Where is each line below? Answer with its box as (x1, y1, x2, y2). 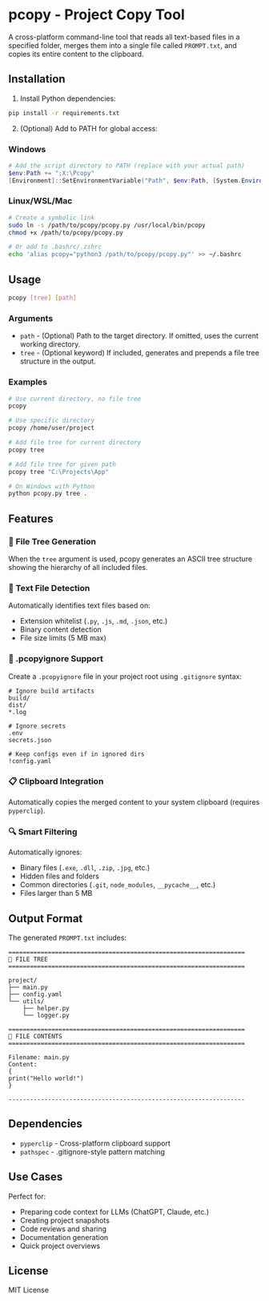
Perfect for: (8, 1191, 46, 1201)
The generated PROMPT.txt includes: (8, 933, 126, 942)
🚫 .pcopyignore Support (8, 653, 104, 665)
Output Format (8, 911, 83, 926)
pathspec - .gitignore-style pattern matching (19, 1146, 166, 1156)
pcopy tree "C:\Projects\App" (8, 468, 110, 476)
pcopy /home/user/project (8, 424, 94, 432)
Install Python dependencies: (19, 94, 116, 103)
